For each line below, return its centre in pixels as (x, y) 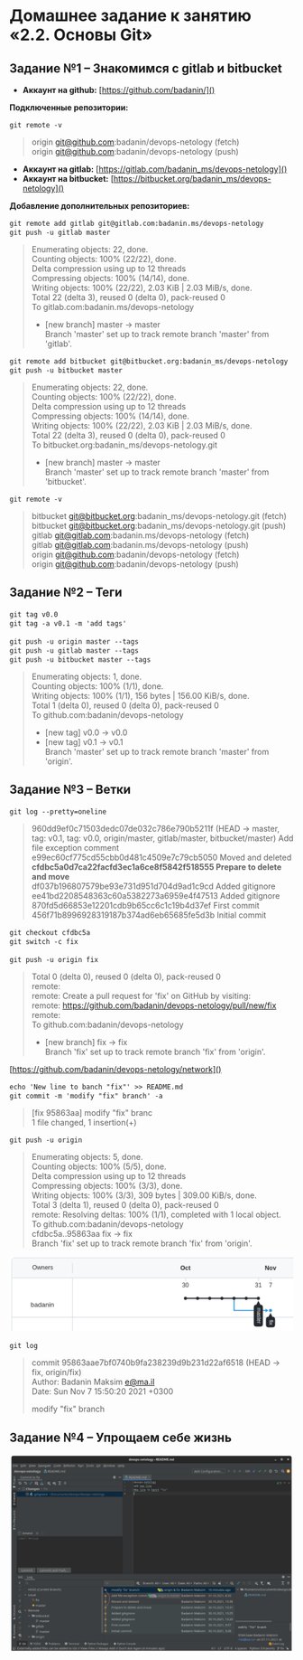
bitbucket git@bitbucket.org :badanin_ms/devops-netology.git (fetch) (159, 516)
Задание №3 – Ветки (70, 790)
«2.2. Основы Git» (81, 35)
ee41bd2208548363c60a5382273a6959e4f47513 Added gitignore (156, 895)
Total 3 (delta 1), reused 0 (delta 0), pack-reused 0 (125, 1204)
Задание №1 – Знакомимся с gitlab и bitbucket (146, 68)
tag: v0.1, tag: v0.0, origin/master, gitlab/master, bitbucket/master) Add (162, 838)
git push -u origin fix (54, 959)
